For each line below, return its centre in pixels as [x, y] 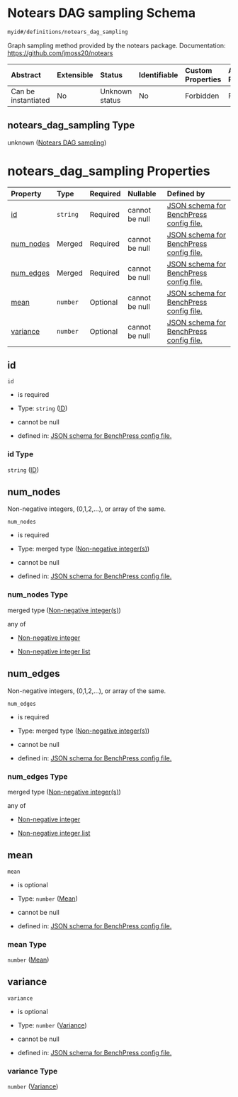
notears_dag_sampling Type [71, 125]
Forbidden [202, 96]
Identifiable [158, 74]
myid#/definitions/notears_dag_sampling [68, 32]
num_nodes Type [38, 595]
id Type [21, 454]
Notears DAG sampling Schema [102, 13]
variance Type [33, 1071]
